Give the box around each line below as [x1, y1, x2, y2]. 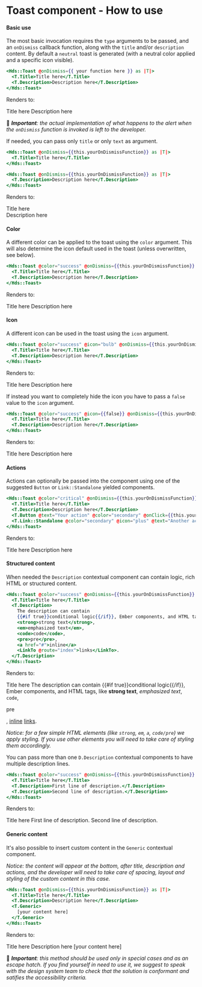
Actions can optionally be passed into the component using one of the [6, 477, 180, 484]
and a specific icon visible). [6, 57, 74, 64]
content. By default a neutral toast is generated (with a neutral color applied [6, 50, 195, 57]
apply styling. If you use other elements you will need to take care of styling [6, 735, 194, 743]
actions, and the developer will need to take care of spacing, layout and [6, 868, 185, 875]
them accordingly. [6, 742, 51, 749]
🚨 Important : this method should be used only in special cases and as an [6, 954, 189, 962]
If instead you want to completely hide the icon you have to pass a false [6, 393, 185, 400]
